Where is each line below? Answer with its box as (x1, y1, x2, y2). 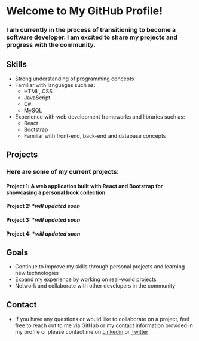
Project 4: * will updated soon (6, 230, 81, 237)
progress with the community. (6, 41, 96, 49)
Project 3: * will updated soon (6, 216, 81, 224)
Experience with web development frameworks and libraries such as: (14, 113, 185, 120)
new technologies (14, 270, 59, 277)
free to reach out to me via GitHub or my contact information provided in (14, 322, 193, 329)
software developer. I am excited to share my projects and (6, 33, 177, 41)
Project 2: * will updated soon (6, 203, 81, 210)
